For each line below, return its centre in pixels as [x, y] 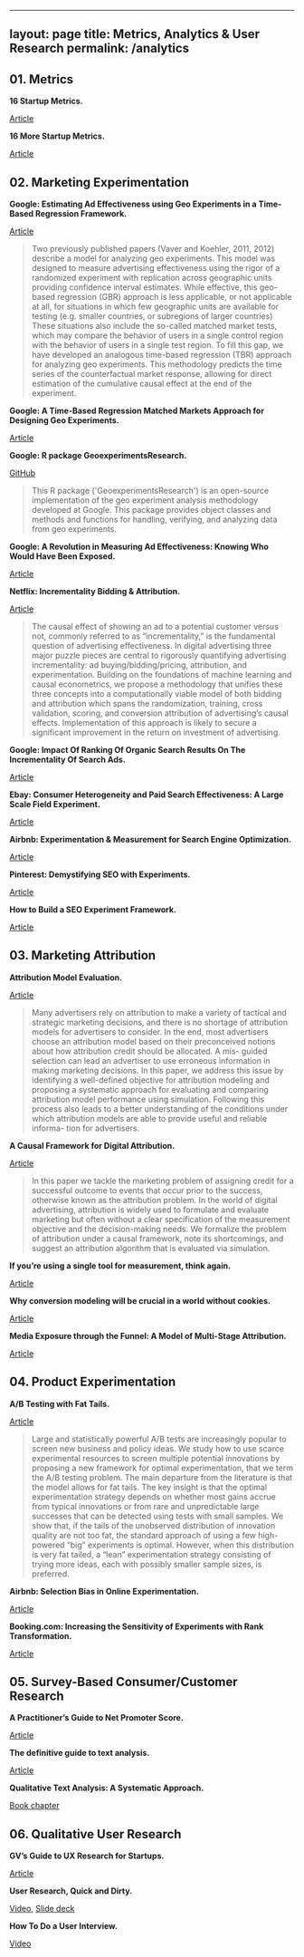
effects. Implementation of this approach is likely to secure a [144, 723]
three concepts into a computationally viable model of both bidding [157, 694]
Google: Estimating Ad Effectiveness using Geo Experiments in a [133, 204]
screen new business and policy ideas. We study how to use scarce [158, 1448]
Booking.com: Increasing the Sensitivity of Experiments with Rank [137, 1626]
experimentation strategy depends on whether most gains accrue [153, 1497]
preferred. [50, 1574]
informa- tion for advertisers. [85, 1128]
